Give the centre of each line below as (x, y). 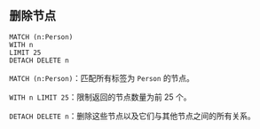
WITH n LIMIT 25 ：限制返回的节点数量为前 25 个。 (101, 97)
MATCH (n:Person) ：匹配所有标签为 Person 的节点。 (102, 77)
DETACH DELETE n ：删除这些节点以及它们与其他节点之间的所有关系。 (132, 116)
